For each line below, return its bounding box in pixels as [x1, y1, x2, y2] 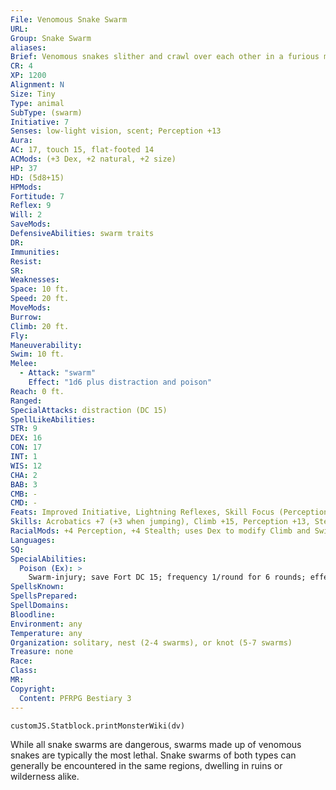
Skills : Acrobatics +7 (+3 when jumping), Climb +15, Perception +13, [10, 517, 311, 527]
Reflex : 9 [10, 201, 52, 211]
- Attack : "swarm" [19, 368, 97, 378]
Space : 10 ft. [10, 284, 70, 295]
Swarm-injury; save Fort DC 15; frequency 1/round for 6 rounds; [28, 572, 307, 583]
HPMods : [10, 182, 43, 192]
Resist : [10, 256, 43, 266]
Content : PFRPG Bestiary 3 [19, 693, 132, 703]
